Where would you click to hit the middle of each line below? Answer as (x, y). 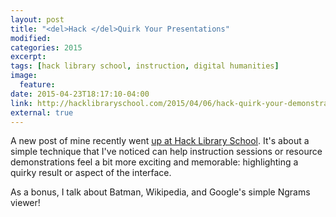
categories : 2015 (46, 47)
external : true (42, 112)
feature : (37, 85)
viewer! (25, 203)
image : (24, 76)
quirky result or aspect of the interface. (91, 173)
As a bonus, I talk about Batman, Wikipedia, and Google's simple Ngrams (160, 192)
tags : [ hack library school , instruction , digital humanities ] (145, 66)
